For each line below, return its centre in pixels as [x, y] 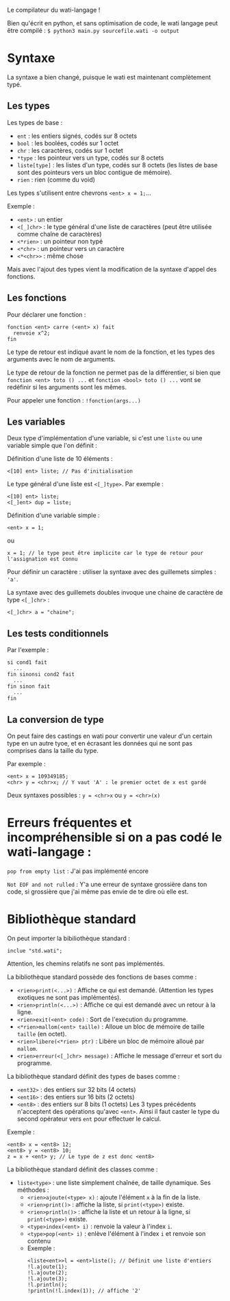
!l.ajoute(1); [47, 1267]
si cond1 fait [27, 663]
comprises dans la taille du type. [53, 751]
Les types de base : [35, 122]
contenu [39, 1241]
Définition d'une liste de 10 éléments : [60, 459]
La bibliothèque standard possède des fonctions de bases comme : [102, 977]
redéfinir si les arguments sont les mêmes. [67, 387]
